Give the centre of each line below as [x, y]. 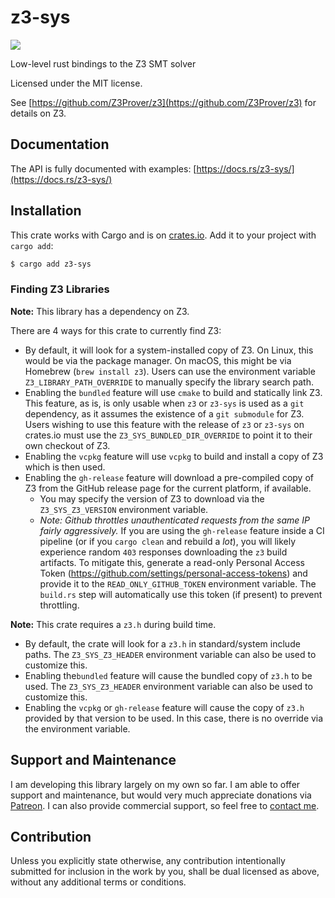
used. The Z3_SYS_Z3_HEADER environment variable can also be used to [168, 686]
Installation [46, 211]
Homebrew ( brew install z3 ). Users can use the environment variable [170, 371]
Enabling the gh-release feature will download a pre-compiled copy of [169, 477]
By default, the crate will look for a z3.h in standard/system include [162, 643]
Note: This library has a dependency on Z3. [100, 311]
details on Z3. [38, 113]
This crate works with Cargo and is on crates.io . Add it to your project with [163, 235]
